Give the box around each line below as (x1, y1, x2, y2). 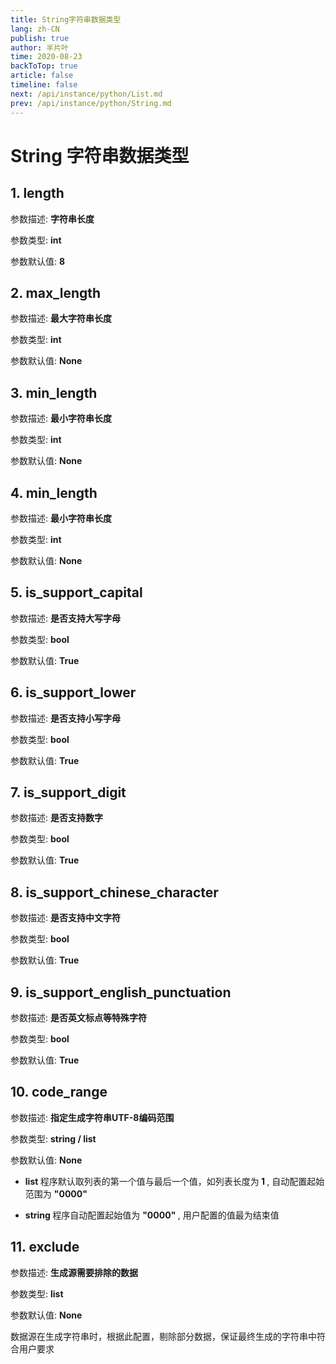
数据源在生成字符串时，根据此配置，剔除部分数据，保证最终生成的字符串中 (10, 1330, 317, 1342)
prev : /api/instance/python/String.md (10, 98, 172, 108)
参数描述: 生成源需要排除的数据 (10, 1266, 138, 1278)
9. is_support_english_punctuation (10, 984, 232, 1001)
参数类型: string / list (10, 1132, 97, 1145)
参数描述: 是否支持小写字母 (10, 712, 121, 724)
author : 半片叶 (10, 42, 69, 53)
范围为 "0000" (24, 1187, 88, 1200)
